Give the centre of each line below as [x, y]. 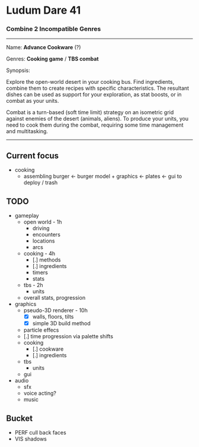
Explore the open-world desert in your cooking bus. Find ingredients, [90, 82]
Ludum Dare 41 [44, 10]
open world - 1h [43, 222]
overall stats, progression [54, 298]
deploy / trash [41, 182]
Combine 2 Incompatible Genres [54, 29]
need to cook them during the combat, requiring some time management [95, 125]
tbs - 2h [33, 285]
